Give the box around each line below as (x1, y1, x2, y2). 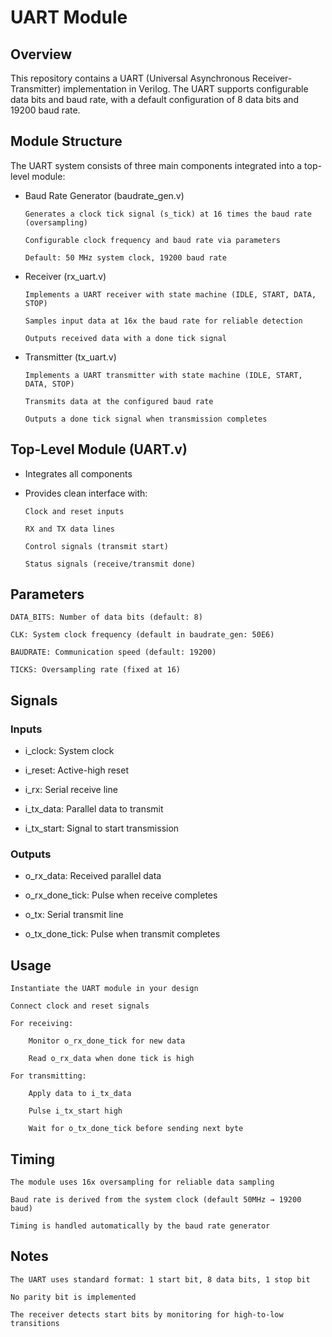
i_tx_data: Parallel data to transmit (24, 803, 164, 815)
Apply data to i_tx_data (28, 1089, 132, 1099)
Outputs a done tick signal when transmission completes (24, 414, 268, 424)
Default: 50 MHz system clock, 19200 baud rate (24, 252, 227, 263)
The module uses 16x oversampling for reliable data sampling (10, 1177, 275, 1188)
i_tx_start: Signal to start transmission (24, 822, 180, 835)
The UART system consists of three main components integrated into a (10, 159, 303, 171)
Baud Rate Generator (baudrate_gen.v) (24, 189, 185, 201)
